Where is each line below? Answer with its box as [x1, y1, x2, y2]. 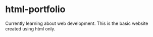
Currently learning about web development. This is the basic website [5, 20, 148, 26]
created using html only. [5, 25, 56, 31]
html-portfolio [5, 4, 66, 15]
